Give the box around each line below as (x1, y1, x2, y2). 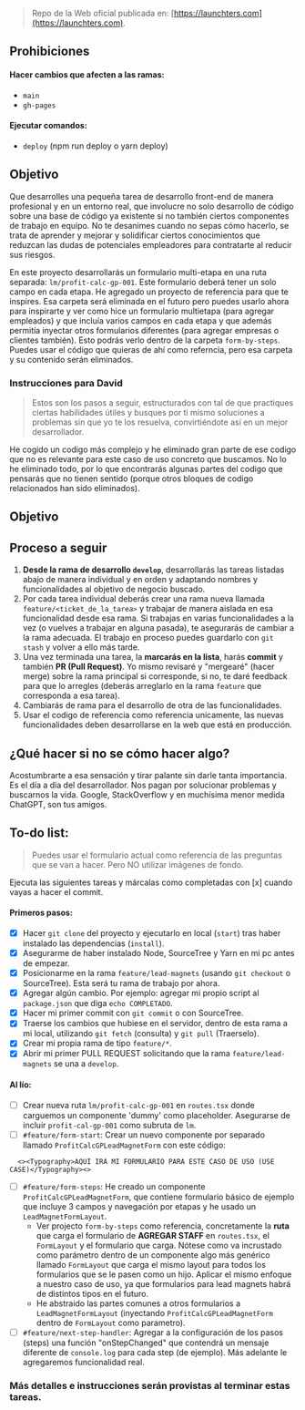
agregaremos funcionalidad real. (22, 1356, 146, 1367)
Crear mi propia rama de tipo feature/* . (22, 1038, 172, 1049)
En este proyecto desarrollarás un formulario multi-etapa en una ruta (9, 266, 267, 277)
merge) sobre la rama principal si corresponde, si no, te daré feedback (22, 671, 289, 682)
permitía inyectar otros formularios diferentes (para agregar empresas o (9, 324, 280, 335)
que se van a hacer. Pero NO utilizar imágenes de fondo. (31, 859, 244, 870)
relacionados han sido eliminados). (9, 482, 140, 493)
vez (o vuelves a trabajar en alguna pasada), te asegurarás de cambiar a (22, 623, 294, 633)
